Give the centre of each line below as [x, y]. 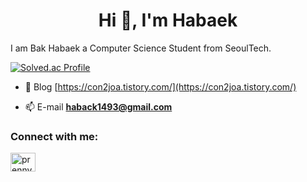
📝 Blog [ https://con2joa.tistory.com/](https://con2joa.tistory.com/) [160, 86]
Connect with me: [54, 136]
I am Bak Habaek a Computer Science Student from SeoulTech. [141, 48]
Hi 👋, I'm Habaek [168, 20]
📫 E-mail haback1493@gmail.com [98, 106]
